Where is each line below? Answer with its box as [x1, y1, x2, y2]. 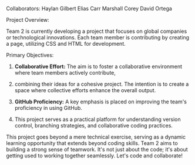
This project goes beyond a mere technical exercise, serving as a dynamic [6, 133, 186, 140]
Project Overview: [6, 16, 50, 23]
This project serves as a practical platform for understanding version [14, 116, 181, 123]
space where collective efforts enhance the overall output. [14, 87, 156, 93]
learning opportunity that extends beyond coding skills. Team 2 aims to [6, 140, 178, 146]
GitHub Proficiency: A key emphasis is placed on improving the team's [14, 98, 187, 105]
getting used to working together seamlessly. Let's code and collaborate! [6, 152, 183, 159]
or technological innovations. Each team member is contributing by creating [6, 34, 190, 41]
